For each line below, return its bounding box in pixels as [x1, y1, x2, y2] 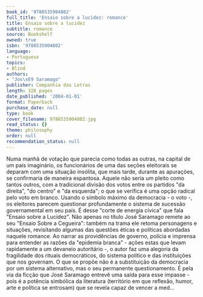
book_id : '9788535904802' [6, 8, 72, 15]
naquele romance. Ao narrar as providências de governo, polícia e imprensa [6, 232, 196, 239]
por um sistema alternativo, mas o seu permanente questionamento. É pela [6, 264, 194, 272]
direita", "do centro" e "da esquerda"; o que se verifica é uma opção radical [6, 187, 195, 195]
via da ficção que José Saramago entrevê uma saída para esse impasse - [6, 271, 190, 278]
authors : [6, 71, 28, 77]
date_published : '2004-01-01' [6, 93, 83, 99]
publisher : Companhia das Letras [6, 82, 91, 88]
